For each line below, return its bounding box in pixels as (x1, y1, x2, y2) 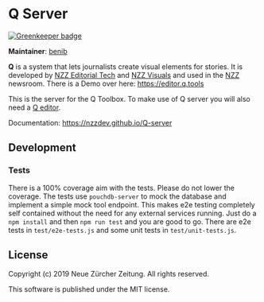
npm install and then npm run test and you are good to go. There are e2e (8, 216, 252, 226)
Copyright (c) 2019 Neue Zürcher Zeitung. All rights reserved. (8, 269, 209, 279)
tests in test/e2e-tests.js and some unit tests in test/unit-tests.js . (8, 225, 237, 234)
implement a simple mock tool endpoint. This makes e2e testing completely (8, 199, 256, 209)
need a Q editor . (8, 103, 61, 112)
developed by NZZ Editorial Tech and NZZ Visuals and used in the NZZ (8, 70, 240, 79)
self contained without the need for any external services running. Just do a (8, 208, 257, 218)
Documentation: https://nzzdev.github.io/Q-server (8, 118, 173, 127)
